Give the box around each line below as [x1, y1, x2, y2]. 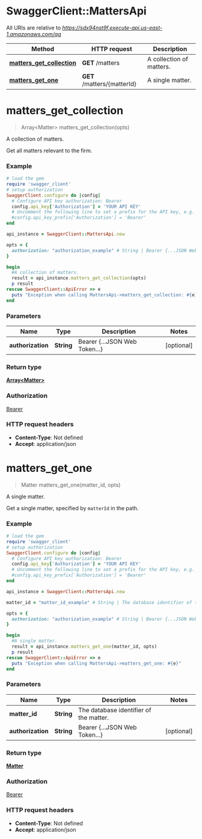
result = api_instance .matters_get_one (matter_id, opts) [11, 644, 158, 650]
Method [31, 44, 55, 53]
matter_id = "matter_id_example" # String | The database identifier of [6, 599, 192, 605]
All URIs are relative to [6, 24, 61, 31]
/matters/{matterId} [82, 79, 136, 88]
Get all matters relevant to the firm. [6, 147, 93, 154]
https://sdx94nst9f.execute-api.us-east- [62, 24, 162, 31]
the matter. [78, 713, 109, 722]
